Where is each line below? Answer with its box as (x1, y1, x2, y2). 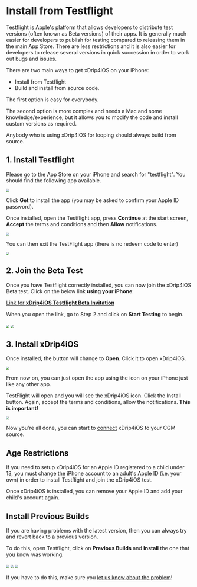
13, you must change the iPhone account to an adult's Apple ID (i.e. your (6, 470, 182, 477)
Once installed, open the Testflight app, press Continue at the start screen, (6, 214, 189, 222)
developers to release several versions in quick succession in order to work (6, 49, 190, 56)
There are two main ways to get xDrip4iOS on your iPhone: (6, 66, 149, 73)
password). (6, 203, 34, 210)
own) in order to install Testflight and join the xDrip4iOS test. (6, 476, 153, 483)
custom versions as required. (6, 120, 77, 127)
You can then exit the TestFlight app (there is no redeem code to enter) (6, 240, 179, 247)
